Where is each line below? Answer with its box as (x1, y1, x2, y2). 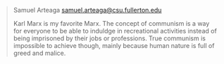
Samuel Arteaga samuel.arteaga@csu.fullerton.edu (13, 6, 162, 14)
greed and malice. (13, 49, 66, 57)
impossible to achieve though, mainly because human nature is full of (13, 42, 215, 49)
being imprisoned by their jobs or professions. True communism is (13, 34, 206, 42)
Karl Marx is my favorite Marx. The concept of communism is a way (13, 19, 210, 27)
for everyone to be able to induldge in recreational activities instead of (13, 27, 218, 35)
